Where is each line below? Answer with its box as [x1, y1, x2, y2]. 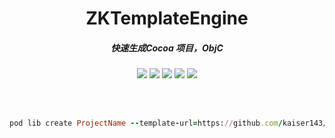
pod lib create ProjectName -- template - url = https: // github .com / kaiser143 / [9, 118, 328, 129]
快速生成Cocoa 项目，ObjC [110, 42, 224, 54]
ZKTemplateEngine [85, 7, 249, 30]
